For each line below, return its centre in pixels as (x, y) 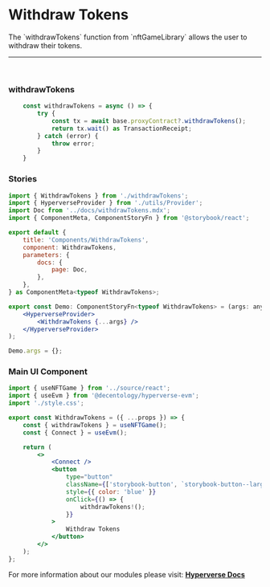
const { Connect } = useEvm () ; (75, 432)
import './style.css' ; (46, 403)
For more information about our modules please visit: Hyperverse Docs (127, 574)
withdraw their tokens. (45, 45)
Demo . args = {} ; (35, 351)
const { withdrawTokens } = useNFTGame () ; (95, 425)
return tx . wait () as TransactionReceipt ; (122, 128)
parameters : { (46, 255)
